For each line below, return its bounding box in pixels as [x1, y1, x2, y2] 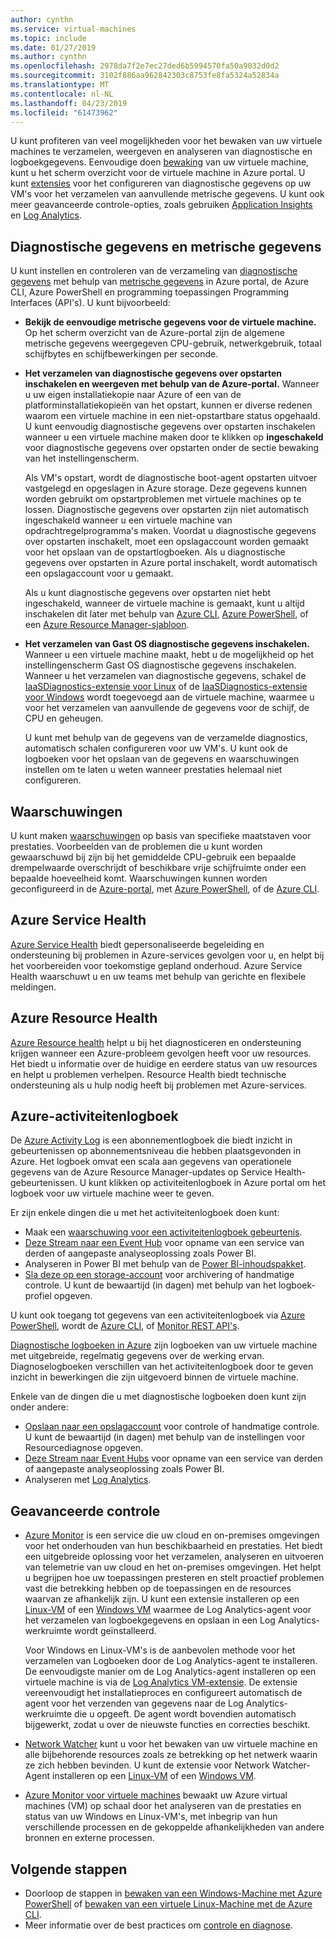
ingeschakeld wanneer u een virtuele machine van [24, 514, 233, 526]
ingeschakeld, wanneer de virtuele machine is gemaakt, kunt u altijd [24, 597, 305, 610]
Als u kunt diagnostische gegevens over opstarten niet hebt [24, 587, 272, 599]
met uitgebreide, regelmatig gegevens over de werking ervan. [10, 1350, 265, 1362]
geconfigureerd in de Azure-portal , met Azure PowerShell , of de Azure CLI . [10, 883, 320, 895]
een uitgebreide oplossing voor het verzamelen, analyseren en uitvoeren [24, 1551, 324, 1563]
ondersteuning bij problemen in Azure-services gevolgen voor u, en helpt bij [10, 949, 325, 961]
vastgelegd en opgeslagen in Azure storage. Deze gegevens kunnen [24, 482, 308, 495]
